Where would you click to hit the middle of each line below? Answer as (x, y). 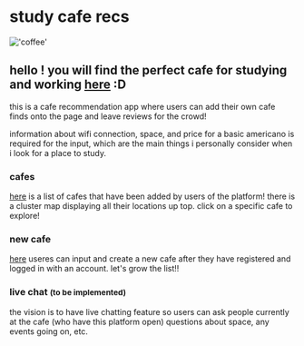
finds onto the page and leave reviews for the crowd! (108, 116)
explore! (25, 216)
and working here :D (68, 85)
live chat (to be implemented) (68, 292)
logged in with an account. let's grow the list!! (94, 269)
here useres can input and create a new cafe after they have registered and (150, 259)
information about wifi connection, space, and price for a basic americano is (152, 133)
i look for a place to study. (58, 153)
